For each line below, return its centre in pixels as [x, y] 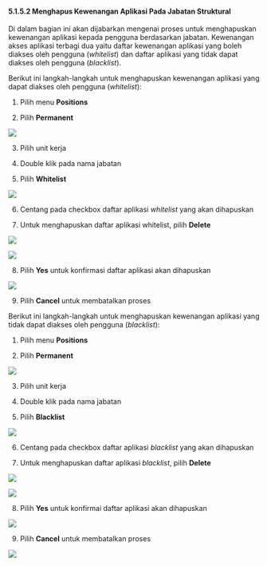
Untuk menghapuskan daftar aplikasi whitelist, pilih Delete [115, 225]
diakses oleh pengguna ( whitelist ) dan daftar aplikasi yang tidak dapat [123, 54]
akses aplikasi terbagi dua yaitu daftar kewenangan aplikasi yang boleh [125, 46]
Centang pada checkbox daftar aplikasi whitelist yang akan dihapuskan [136, 210]
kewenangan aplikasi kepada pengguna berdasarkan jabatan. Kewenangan [131, 38]
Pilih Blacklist [42, 417]
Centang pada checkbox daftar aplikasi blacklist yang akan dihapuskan [137, 448]
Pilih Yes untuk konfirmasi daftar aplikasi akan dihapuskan [115, 271]
